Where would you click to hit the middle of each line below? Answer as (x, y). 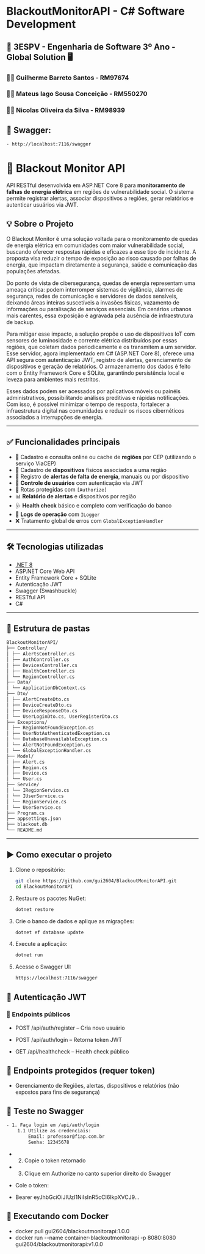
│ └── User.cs (24, 779)
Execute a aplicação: (41, 944)
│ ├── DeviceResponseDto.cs (42, 710)
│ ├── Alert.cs (26, 762)
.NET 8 (24, 564)
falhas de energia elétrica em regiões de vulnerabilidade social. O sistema (100, 192)
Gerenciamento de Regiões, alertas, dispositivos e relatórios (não (97, 1085)
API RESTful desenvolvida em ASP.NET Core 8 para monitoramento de (96, 185)
